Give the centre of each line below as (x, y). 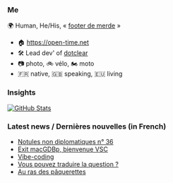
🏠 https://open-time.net (53, 42)
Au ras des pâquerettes (52, 172)
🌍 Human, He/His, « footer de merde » (64, 25)
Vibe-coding (36, 156)
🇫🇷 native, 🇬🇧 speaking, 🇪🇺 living (70, 74)
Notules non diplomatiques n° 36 (66, 141)
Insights (22, 93)
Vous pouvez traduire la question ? (68, 164)
